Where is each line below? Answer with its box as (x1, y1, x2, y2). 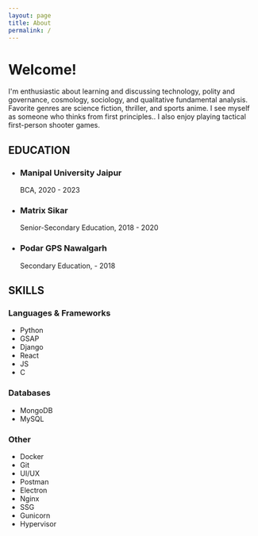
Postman (19, 477, 49, 486)
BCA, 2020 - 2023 (19, 186, 81, 194)
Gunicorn (19, 511, 51, 520)
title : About (8, 19, 52, 27)
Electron (19, 485, 48, 495)
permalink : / (8, 26, 52, 34)
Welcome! (8, 60, 77, 78)
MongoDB (19, 405, 53, 415)
